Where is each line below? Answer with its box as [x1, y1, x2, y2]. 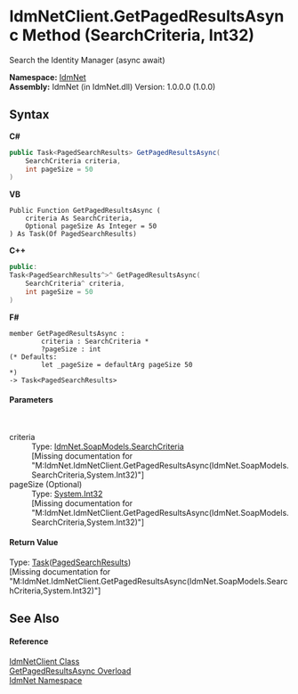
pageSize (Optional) [9, 478, 83, 489]
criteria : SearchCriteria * [41, 337, 149, 346]
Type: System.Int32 [31, 488, 103, 499]
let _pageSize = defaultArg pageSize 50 [41, 360, 193, 369]
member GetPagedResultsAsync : [9, 329, 125, 338]
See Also [9, 611, 60, 626]
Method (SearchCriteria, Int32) [21, 25, 255, 45]
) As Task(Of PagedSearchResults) [9, 230, 138, 239]
